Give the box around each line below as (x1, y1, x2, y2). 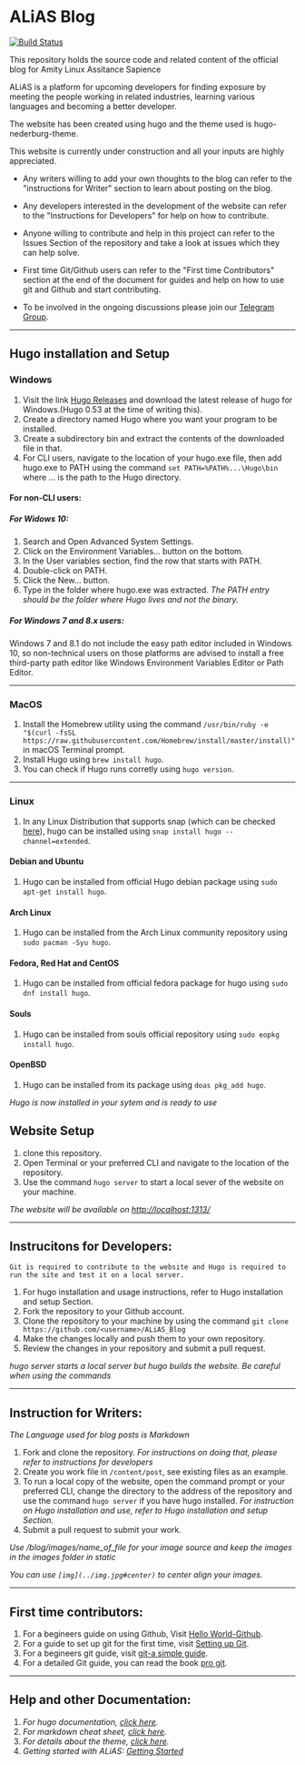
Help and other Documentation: (9, 1692, 192, 1708)
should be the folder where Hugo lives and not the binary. (22, 594, 239, 605)
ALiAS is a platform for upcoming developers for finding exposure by (9, 81, 266, 92)
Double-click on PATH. (22, 565, 107, 576)
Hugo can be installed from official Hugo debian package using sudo (22, 876, 278, 887)
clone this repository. (22, 1147, 103, 1158)
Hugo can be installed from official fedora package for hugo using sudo (22, 978, 289, 989)
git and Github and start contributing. (22, 284, 162, 295)
